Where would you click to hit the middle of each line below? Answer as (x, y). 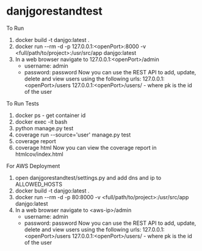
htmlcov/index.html (39, 154)
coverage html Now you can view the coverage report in (86, 147)
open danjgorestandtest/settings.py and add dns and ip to (88, 177)
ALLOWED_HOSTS (39, 184)
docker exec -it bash (41, 122)
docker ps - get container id (50, 115)
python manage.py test (44, 128)
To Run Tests (23, 103)
